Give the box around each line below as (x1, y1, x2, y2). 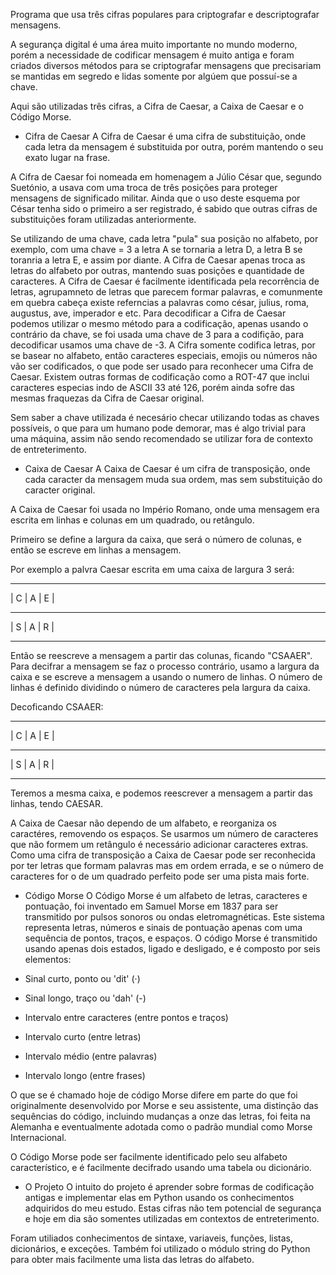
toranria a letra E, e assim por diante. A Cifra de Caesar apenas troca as (10, 254, 306, 266)
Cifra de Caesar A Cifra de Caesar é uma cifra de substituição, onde (24, 130, 307, 142)
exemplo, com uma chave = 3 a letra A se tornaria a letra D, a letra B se (10, 244, 303, 255)
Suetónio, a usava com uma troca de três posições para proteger (10, 182, 278, 193)
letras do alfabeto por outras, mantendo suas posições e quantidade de (10, 265, 305, 276)
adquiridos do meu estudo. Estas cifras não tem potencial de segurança (24, 1202, 322, 1214)
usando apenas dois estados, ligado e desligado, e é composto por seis (24, 943, 321, 954)
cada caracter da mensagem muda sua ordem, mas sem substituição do (24, 474, 323, 485)
